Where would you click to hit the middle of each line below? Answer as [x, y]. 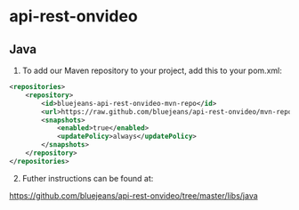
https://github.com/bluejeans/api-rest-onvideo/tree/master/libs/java [133, 195]
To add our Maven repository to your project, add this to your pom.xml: [152, 70]
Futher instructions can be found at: [88, 178]
